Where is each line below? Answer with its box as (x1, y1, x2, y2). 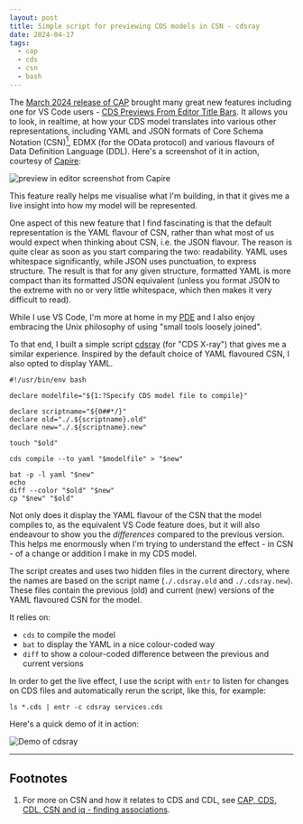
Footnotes (9, 771, 68, 786)
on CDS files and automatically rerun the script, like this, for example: (9, 685, 266, 696)
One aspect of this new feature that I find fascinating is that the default (9, 218, 272, 228)
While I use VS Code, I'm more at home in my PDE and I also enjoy (9, 312, 255, 323)
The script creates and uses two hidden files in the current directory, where (9, 566, 290, 577)
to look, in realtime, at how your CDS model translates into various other (9, 116, 277, 126)
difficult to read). (9, 294, 72, 305)
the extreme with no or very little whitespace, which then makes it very (9, 285, 272, 296)
